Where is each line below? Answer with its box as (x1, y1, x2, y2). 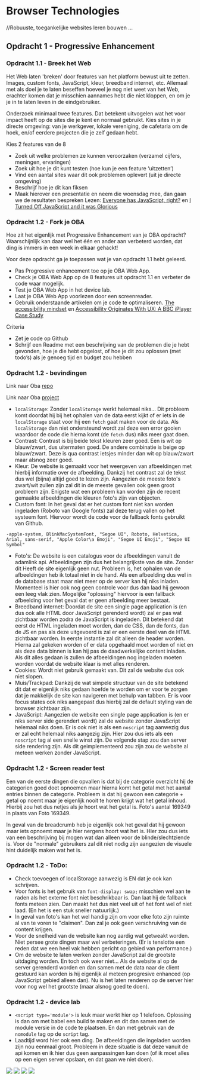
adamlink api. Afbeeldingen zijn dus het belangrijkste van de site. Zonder (14, 559, 194, 566)
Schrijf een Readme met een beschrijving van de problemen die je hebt (14, 341, 189, 348)
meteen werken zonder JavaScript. (14, 749, 101, 757)
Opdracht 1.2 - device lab (6, 998, 80, 1006)
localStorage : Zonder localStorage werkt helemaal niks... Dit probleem (14, 405, 189, 413)
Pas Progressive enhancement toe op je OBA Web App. (14, 267, 151, 274)
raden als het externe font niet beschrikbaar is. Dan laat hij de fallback (14, 894, 187, 901)
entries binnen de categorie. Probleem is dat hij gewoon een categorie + (6, 790, 183, 797)
